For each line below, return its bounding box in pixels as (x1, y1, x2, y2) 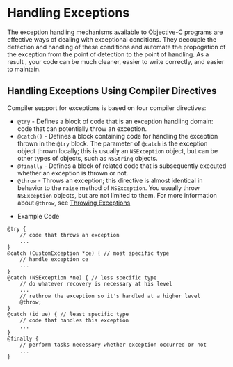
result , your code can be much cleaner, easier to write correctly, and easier (7, 57, 225, 65)
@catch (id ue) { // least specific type (7, 311, 129, 318)
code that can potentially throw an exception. (17, 124, 147, 133)
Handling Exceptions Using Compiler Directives (7, 85, 217, 97)
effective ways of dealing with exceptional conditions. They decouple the (7, 35, 217, 43)
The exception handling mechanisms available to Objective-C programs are (7, 28, 223, 36)
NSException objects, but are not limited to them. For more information (17, 191, 218, 199)
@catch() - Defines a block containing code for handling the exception (17, 132, 218, 140)
